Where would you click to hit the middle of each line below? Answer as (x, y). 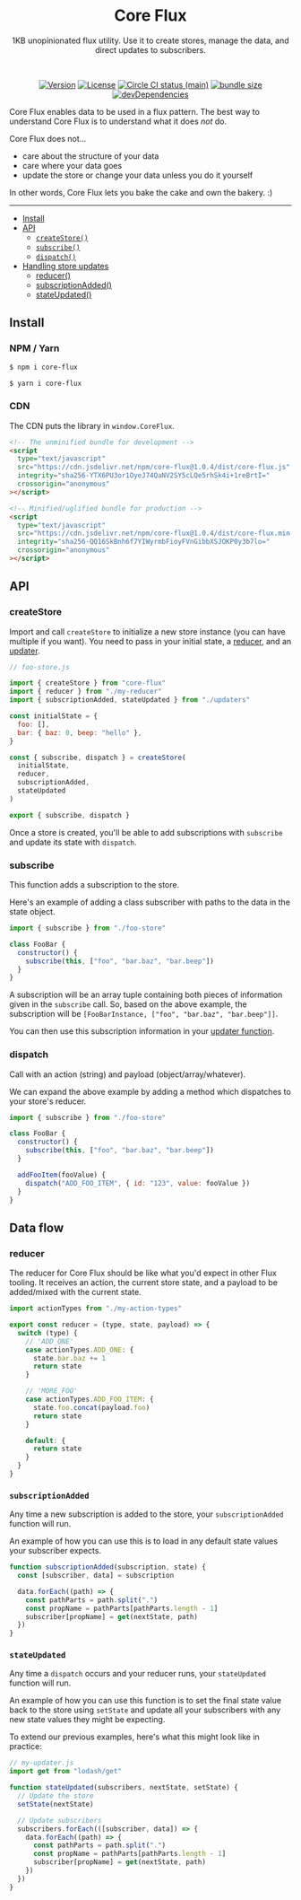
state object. (32, 912)
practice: (26, 1747)
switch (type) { (47, 1333)
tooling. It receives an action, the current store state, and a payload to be (143, 1283)
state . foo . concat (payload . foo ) (91, 1407)
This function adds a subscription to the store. (95, 885)
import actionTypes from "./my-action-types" (95, 1309)
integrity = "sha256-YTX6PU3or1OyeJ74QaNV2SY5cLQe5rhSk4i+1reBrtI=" (144, 476)
